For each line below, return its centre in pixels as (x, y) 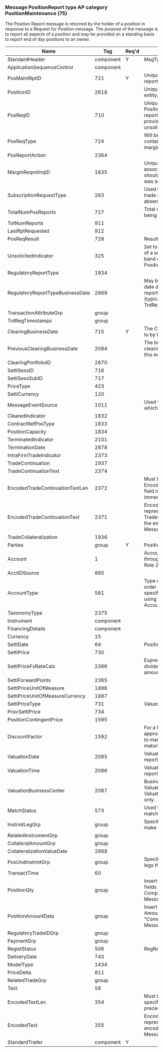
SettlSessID (21, 371)
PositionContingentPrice (35, 720)
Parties (16, 545)
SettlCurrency (23, 394)
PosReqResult (23, 239)
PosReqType (22, 141)
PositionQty (21, 890)
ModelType (20, 965)
